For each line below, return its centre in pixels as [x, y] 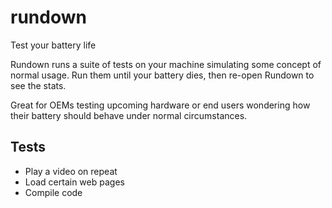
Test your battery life [53, 45]
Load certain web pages [74, 182]
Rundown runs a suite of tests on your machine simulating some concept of [166, 64]
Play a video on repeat [71, 171]
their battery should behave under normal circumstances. [129, 115]
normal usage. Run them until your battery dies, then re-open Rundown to [162, 75]
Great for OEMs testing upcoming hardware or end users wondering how [160, 105]
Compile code [53, 192]
